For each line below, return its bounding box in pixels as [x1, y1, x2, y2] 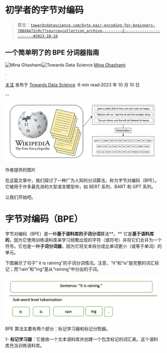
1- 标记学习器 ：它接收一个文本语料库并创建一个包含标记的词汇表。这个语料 [5, 336, 159, 343]
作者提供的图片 [5, 167, 36, 173]
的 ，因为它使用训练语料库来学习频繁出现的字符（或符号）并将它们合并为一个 [5, 237, 162, 243]
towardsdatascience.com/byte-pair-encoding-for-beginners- [30, 23, 156, 28]
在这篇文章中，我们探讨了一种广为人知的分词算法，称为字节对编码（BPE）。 [5, 177, 160, 183]
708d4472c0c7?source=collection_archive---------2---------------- [17, 28, 160, 33]
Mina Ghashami [93, 62, 126, 68]
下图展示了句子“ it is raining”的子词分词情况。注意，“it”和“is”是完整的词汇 [5, 260, 155, 266]
